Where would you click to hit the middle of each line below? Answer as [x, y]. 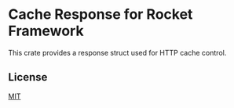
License [28, 77]
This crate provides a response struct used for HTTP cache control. [117, 52]
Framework [46, 31]
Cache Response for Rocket [101, 14]
